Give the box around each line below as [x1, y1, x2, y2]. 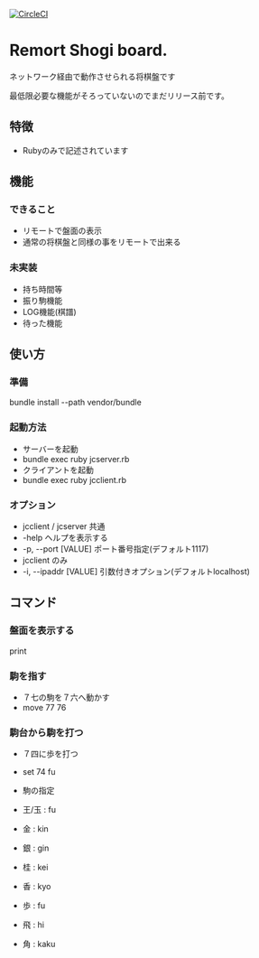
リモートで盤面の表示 [22, 226, 102, 237]
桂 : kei [22, 862, 49, 873]
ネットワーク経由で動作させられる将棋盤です [9, 70, 176, 81]
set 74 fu [22, 767, 56, 777]
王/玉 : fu [22, 805, 57, 815]
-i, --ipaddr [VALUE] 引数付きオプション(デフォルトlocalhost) [22, 566, 251, 577]
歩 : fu [22, 900, 46, 911]
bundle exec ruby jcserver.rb [22, 453, 130, 464]
